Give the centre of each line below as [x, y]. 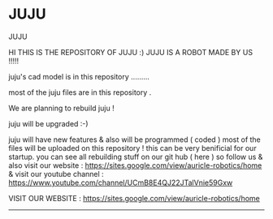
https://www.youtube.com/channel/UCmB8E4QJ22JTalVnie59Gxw [121, 182]
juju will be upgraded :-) [48, 123]
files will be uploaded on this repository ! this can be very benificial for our [133, 148]
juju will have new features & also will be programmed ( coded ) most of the [135, 140]
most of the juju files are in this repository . [80, 92]
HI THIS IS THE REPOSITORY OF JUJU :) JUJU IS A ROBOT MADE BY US [131, 52]
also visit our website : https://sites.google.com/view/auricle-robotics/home [135, 165]
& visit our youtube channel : [56, 174]
